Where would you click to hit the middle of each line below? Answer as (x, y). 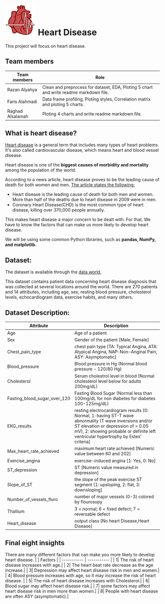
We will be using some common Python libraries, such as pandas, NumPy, (81, 240)
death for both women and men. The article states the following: (70, 185)
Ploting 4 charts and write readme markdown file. (92, 114)
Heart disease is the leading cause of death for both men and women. (83, 194)
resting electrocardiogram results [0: (111, 411)
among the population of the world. (41, 170)
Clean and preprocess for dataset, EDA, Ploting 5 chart (98, 87)
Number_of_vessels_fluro (32, 499)
